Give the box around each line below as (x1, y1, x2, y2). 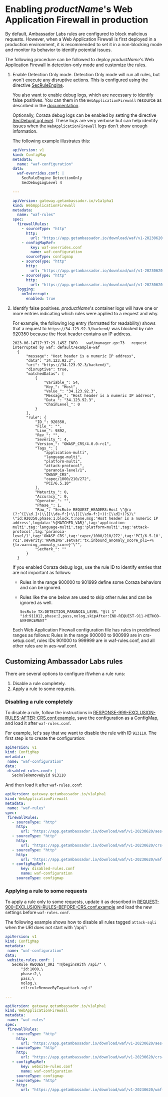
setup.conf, (12, 637, 36, 643)
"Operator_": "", (34, 499, 71, 504)
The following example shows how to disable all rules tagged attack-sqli (5, 919, 156, 925)
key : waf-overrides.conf (30, 245, 82, 250)
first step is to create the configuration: (5, 735, 86, 741)
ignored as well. (19, 600, 53, 606)
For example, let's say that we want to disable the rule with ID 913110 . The (5, 730, 157, 736)
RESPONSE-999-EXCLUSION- (93, 710, 156, 716)
